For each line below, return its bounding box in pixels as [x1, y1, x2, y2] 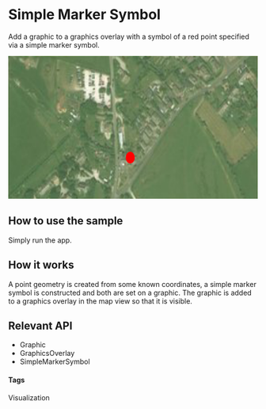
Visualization [8, 392, 50, 402]
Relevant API [8, 319, 73, 332]
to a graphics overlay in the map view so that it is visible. [8, 296, 192, 306]
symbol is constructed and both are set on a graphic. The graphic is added [8, 288, 252, 297]
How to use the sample [8, 214, 123, 227]
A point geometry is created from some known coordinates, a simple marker [8, 279, 257, 289]
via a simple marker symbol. [8, 40, 101, 49]
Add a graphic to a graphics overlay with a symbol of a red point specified [8, 32, 249, 41]
